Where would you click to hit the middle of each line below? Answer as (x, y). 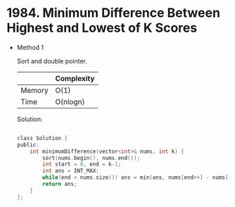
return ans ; (60, 184)
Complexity (75, 78)
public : (28, 145)
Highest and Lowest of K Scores (102, 28)
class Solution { (42, 138)
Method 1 (30, 47)
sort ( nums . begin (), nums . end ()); (91, 158)
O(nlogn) (70, 101)
